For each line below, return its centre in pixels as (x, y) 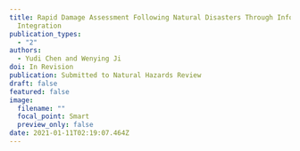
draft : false (33, 83)
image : (21, 100)
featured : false (39, 91)
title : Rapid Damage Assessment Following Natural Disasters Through (142, 17)
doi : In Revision (42, 68)
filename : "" (42, 108)
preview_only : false (55, 125)
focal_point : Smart (54, 116)
